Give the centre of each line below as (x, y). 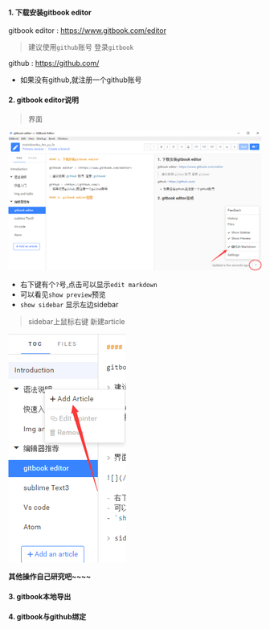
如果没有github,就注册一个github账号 (81, 80)
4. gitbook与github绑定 (47, 616)
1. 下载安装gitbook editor (50, 12)
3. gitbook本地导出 (40, 597)
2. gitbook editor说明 (43, 100)
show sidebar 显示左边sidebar (69, 305)
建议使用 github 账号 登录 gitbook (81, 47)
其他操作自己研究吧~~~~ (50, 577)
